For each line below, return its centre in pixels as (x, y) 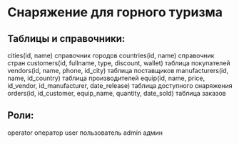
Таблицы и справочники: (66, 39)
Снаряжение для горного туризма (115, 12)
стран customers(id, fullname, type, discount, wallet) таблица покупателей (119, 63)
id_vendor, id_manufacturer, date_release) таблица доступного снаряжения (120, 85)
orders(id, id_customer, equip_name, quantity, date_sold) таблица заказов (117, 93)
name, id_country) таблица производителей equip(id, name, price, (106, 78)
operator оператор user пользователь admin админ (85, 133)
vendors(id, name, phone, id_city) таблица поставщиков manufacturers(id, (118, 71)
